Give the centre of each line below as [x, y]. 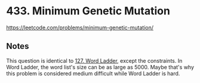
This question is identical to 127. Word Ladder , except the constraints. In [94, 60]
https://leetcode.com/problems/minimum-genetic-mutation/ [80, 27]
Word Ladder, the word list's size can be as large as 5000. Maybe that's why [100, 67]
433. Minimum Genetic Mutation [88, 11]
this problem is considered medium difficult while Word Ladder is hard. [93, 73]
